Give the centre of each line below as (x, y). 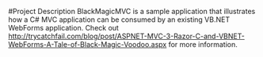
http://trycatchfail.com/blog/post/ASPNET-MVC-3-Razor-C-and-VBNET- (127, 36)
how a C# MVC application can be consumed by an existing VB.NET (119, 20)
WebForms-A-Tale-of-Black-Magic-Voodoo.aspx (88, 45)
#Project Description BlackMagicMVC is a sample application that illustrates (132, 11)
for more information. (203, 45)
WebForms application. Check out (63, 28)
